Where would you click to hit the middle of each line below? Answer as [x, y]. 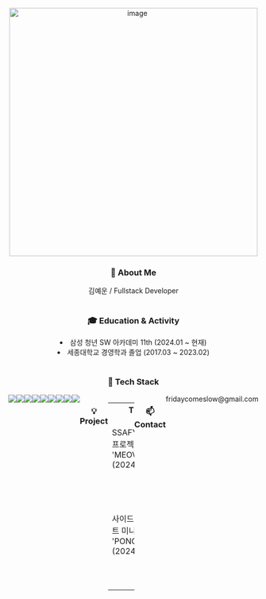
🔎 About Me [133, 272]
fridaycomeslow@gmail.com [212, 399]
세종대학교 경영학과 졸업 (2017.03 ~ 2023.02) [139, 352]
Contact [150, 424]
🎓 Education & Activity [133, 321]
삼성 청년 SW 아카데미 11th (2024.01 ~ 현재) [139, 342]
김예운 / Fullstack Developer [133, 291]
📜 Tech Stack [133, 381]
